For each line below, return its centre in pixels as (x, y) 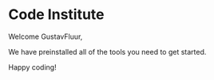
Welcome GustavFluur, (46, 36)
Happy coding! (33, 67)
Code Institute (57, 15)
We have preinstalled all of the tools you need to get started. (107, 51)
